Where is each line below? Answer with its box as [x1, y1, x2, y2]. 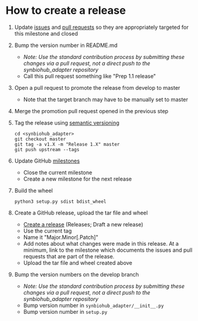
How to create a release [5, 4, 126, 17]
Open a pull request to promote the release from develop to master [14, 84, 181, 91]
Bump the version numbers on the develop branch [14, 270, 139, 278]
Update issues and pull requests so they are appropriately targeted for [14, 23, 189, 31]
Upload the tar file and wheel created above [23, 259, 133, 266]
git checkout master [14, 136, 66, 142]
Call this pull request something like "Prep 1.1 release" [23, 72, 156, 79]
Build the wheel [14, 187, 53, 194]
